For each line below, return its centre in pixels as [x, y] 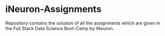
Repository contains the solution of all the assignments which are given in [83, 23]
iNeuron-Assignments [53, 9]
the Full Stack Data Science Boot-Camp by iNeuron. [60, 28]
